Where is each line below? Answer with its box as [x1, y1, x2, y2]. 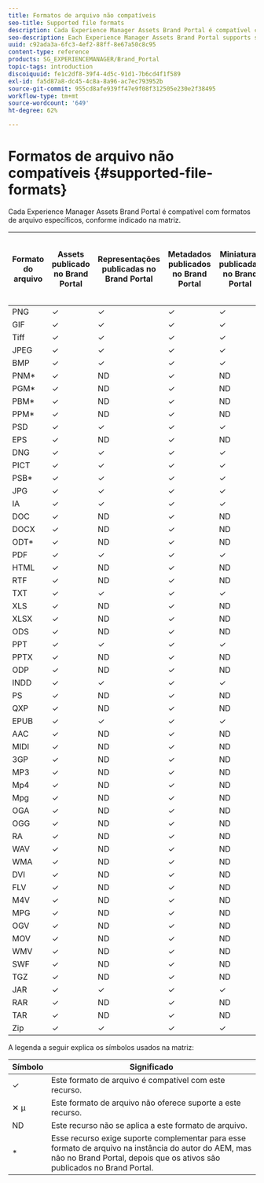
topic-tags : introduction [8, 63, 93, 71]
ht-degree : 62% [8, 107, 58, 115]
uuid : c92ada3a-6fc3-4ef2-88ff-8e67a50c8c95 [8, 41, 156, 49]
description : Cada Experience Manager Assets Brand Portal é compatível [8, 26, 251, 34]
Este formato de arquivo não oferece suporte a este [50, 1097, 241, 1108]
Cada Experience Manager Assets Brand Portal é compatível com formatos [8, 206, 251, 216]
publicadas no [101, 263, 156, 274]
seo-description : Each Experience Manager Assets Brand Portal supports [8, 33, 251, 42]
